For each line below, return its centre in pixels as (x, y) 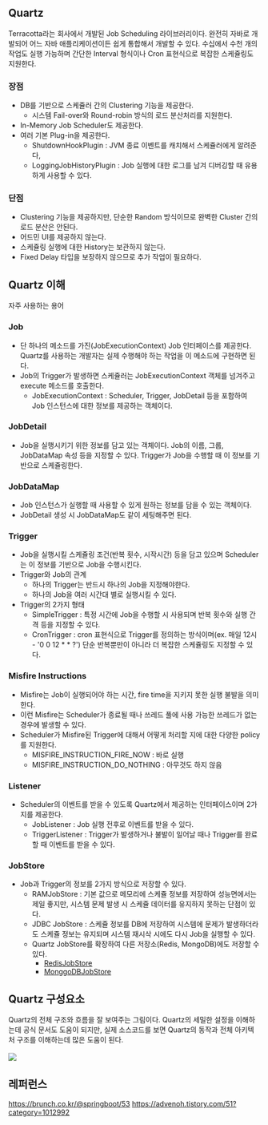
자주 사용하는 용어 (36, 306)
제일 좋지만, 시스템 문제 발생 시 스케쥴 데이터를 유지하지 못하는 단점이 (140, 904)
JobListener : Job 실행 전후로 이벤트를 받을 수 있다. (113, 824)
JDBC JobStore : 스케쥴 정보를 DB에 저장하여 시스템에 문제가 (128, 924)
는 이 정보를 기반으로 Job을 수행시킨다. (80, 565)
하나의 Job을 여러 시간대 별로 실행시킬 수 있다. (104, 595)
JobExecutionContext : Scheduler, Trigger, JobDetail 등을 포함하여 (140, 395)
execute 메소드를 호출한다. (62, 385)
